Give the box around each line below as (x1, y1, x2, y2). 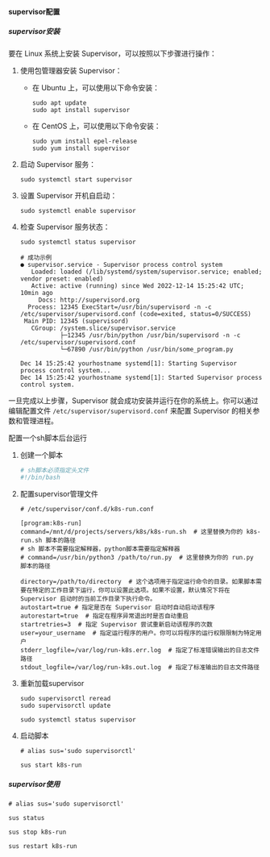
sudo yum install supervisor (31, 144, 131, 152)
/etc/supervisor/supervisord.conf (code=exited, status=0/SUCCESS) (19, 310, 251, 318)
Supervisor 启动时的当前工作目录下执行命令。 (19, 595, 156, 603)
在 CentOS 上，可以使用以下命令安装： (31, 121, 161, 131)
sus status (8, 814, 45, 822)
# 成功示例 (19, 253, 52, 261)
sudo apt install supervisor (31, 106, 131, 114)
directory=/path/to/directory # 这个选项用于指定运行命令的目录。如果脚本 (19, 578, 256, 586)
